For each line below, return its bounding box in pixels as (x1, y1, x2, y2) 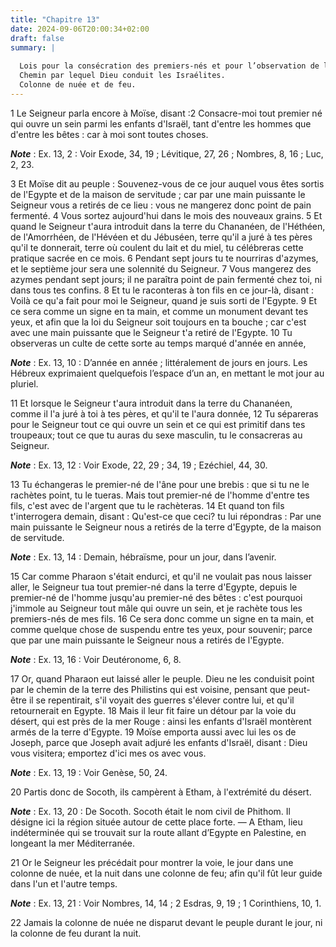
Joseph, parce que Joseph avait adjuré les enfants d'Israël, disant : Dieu (10, 736, 308, 748)
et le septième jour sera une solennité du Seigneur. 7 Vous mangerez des (10, 262, 312, 275)
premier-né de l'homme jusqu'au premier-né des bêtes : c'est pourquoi (10, 591, 303, 603)
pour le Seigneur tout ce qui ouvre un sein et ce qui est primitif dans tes (10, 418, 306, 430)
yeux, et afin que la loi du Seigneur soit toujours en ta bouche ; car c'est (10, 316, 307, 328)
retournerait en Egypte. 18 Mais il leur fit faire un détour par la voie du (10, 704, 297, 716)
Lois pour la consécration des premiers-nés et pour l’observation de (19, 61, 320, 71)
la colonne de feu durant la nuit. (10, 927, 142, 939)
